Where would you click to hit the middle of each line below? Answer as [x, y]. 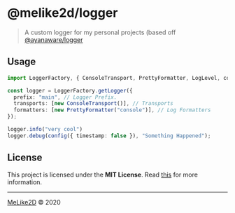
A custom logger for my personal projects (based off [100, 32]
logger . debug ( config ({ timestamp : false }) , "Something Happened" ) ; [109, 136]
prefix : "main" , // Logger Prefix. [65, 97]
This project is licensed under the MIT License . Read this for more [102, 174]
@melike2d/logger [63, 13]
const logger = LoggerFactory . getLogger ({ [70, 90]
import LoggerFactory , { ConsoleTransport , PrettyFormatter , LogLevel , [114, 78]
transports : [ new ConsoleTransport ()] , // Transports [93, 104]
